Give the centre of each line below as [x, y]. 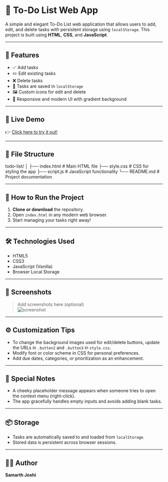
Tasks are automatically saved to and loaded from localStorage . [78, 437]
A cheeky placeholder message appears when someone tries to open [84, 391]
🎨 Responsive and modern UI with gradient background [69, 99]
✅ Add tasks [25, 67]
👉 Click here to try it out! [31, 132]
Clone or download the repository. [48, 210]
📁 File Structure [30, 154]
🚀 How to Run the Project [44, 197]
